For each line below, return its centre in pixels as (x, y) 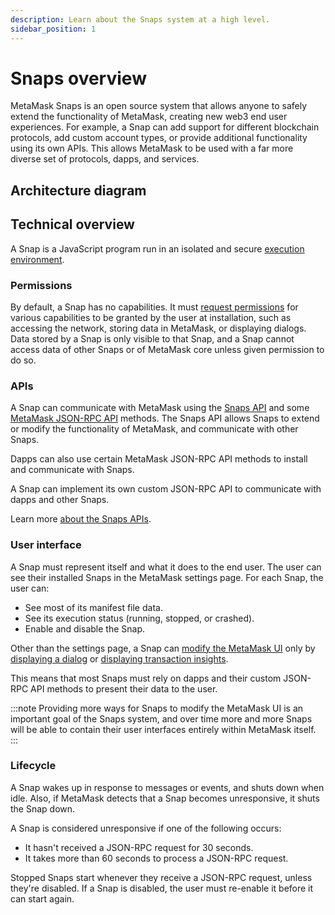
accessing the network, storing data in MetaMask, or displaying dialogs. (158, 328)
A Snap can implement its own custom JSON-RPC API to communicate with (166, 489)
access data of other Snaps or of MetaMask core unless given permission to (167, 349)
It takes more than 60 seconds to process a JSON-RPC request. (156, 858)
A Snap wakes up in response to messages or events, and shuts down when (167, 787)
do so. (23, 360)
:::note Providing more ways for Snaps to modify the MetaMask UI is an (157, 708)
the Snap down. (43, 808)
